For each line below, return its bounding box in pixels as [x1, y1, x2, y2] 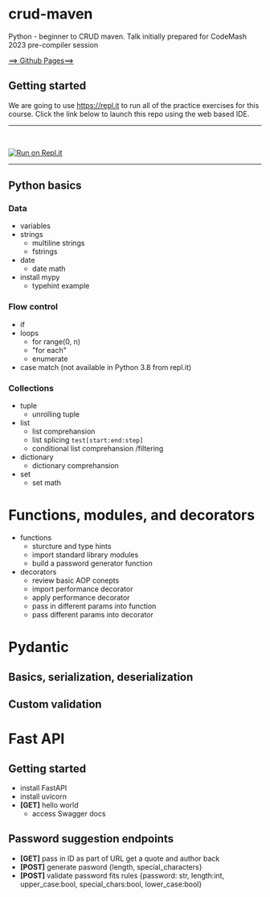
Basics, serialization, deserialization [8, 670, 194, 683]
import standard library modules [31, 550, 139, 559]
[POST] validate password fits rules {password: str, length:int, [19, 870, 225, 880]
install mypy [19, 272, 60, 282]
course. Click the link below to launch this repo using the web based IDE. [8, 109, 250, 118]
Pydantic [8, 638, 70, 657]
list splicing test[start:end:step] [31, 435, 144, 445]
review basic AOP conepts [31, 575, 120, 585]
